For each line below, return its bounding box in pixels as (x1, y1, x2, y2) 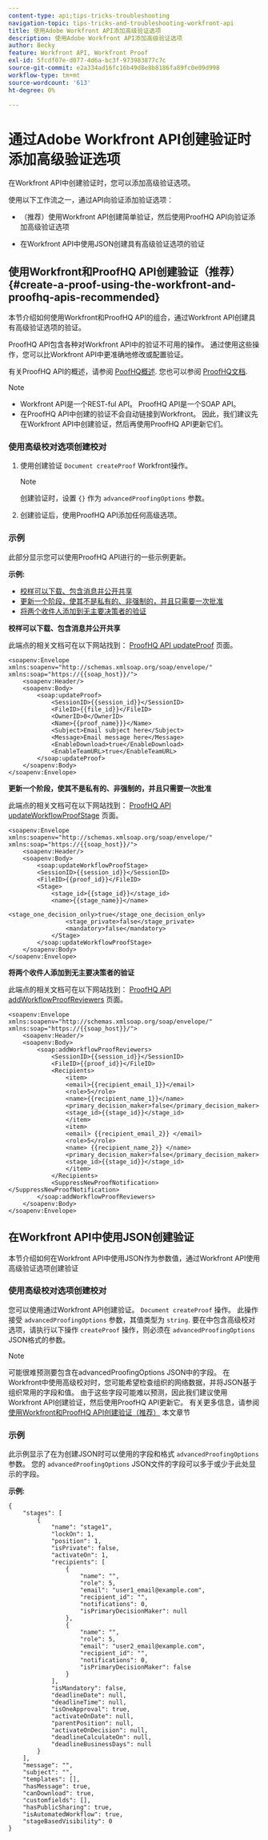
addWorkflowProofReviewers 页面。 (8, 994, 128, 1004)
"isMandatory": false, (50, 1685, 127, 1693)
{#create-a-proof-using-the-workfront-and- (8, 278, 236, 291)
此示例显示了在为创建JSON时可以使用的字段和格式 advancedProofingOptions (8, 1449, 259, 1459)
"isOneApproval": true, (50, 1705, 130, 1713)
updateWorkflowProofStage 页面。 (8, 810, 123, 820)
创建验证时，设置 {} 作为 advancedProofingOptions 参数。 (19, 493, 210, 503)
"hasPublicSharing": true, (22, 1803, 113, 1812)
